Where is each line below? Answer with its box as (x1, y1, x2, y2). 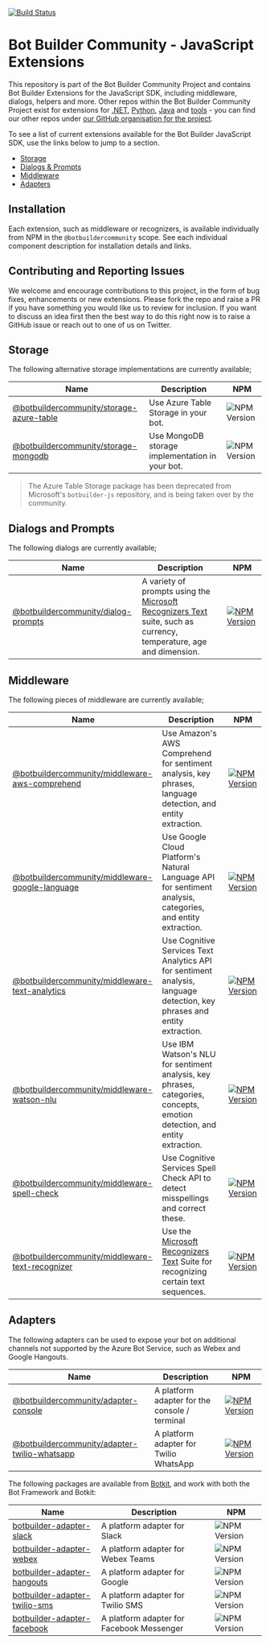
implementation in (149, 451, 217, 462)
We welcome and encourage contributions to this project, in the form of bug (8, 286, 260, 295)
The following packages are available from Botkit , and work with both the (8, 1478, 251, 1489)
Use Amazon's (162, 728, 217, 738)
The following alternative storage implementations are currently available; (8, 365, 252, 374)
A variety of (141, 576, 186, 587)
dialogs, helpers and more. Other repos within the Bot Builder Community (8, 97, 251, 106)
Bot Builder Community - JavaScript (8, 36, 255, 54)
